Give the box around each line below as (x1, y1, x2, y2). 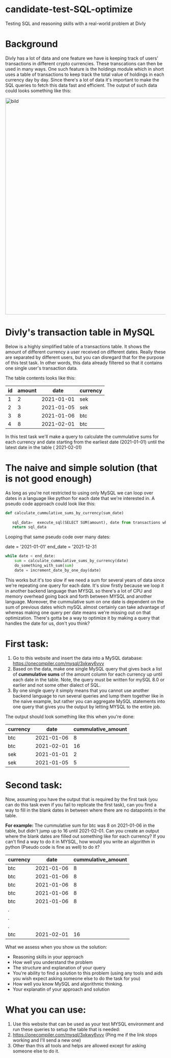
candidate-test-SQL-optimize (5, 4, 133, 15)
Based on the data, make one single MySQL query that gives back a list (12, 665, 162, 672)
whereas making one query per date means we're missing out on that (5, 609, 151, 616)
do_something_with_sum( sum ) (14, 563, 74, 568)
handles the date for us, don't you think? (5, 620, 90, 626)
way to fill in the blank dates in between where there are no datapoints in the (5, 807, 166, 813)
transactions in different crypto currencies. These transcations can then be (5, 60, 163, 67)
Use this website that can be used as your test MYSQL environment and (12, 1021, 164, 1027)
